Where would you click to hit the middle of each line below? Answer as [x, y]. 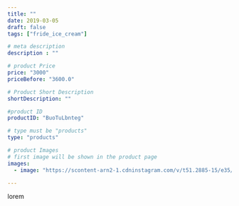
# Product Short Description [51, 92]
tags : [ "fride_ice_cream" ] [47, 34]
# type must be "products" [47, 131]
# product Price [31, 66]
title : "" [22, 14]
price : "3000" [28, 72]
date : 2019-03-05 [33, 21]
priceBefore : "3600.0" [41, 79]
